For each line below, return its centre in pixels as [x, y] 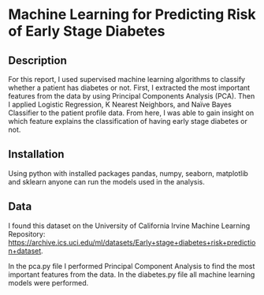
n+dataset [25, 251]
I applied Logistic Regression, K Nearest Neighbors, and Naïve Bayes [120, 105]
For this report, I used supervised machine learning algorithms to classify [127, 79]
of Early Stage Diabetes [87, 31]
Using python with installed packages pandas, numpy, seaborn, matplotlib [128, 173]
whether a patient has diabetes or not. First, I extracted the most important [129, 88]
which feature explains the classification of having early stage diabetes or [128, 121]
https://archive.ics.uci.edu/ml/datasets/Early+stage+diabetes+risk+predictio [132, 242]
